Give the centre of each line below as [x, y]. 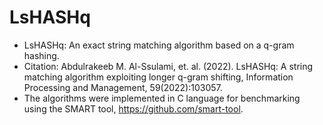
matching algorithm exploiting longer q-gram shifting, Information [158, 77]
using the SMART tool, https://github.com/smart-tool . [133, 108]
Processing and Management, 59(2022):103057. [123, 87]
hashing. [41, 55]
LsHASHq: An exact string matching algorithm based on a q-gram [159, 45]
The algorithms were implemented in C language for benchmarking [162, 98]
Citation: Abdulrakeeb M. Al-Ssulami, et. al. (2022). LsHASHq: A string [168, 66]
